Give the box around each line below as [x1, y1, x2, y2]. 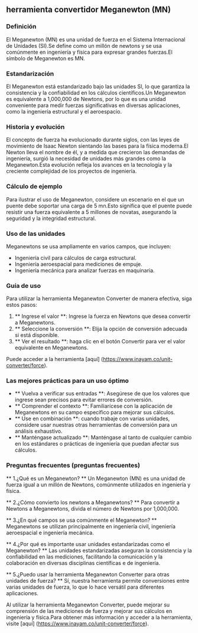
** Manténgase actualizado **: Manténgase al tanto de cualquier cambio [14, 434, 192, 441]
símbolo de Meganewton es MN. [6, 54, 86, 61]
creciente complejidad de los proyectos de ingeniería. [6, 168, 137, 175]
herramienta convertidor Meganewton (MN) [6, 5, 171, 15]
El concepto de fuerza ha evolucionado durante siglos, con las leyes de [6, 136, 180, 144]
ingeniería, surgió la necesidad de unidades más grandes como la [6, 155, 167, 162]
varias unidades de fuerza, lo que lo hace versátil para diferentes [6, 583, 164, 590]
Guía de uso [6, 281, 41, 290]
